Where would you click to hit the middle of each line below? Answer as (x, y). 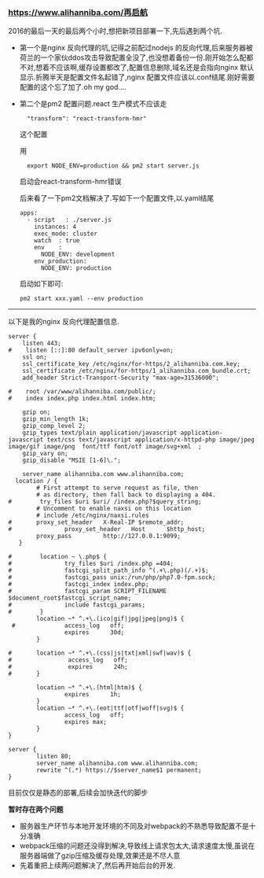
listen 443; (42, 344)
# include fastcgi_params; (77, 605)
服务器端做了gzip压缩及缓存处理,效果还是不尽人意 (100, 856)
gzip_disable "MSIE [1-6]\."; (72, 461)
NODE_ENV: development (78, 255)
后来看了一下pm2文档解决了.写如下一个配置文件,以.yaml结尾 (117, 198)
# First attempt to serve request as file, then (117, 488)
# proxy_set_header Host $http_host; (107, 529)
